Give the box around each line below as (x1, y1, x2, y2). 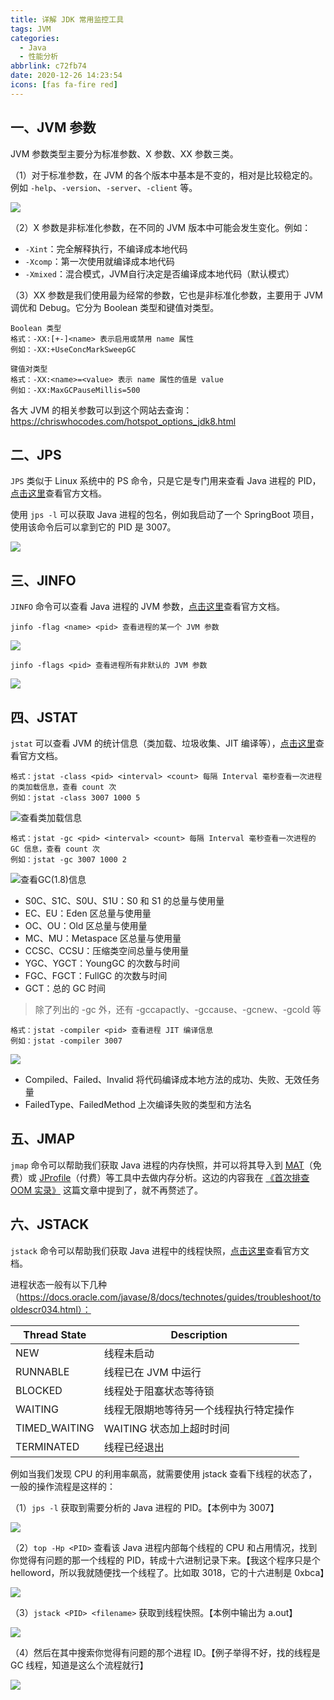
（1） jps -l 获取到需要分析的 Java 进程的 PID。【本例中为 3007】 (10, 1501, 280, 1513)
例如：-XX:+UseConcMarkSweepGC (10, 344, 137, 355)
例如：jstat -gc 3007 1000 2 (10, 855, 128, 865)
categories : (10, 33, 60, 43)
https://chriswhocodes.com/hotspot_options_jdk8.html (10, 415, 237, 427)
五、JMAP (10, 1131, 76, 1148)
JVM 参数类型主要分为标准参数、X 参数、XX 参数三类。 (10, 147, 239, 160)
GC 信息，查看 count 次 (10, 844, 100, 854)
